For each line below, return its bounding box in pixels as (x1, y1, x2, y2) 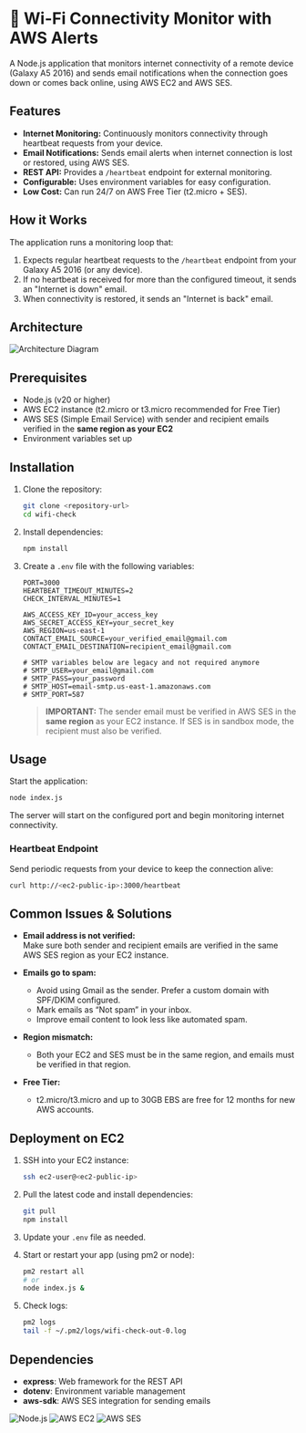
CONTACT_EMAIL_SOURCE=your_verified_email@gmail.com (22, 634, 228, 643)
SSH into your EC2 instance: (22, 1155, 129, 1166)
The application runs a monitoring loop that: (9, 236, 174, 247)
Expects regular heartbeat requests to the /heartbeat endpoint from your (22, 254, 297, 265)
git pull (22, 1206, 56, 1216)
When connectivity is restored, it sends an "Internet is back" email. (22, 293, 273, 304)
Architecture (9, 319, 84, 335)
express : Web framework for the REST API (22, 1376, 184, 1386)
